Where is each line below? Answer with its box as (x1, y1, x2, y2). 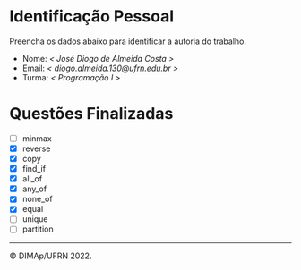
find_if (21, 164, 47, 174)
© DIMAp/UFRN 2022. (9, 250, 92, 261)
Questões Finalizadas (9, 104, 174, 124)
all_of (21, 173, 43, 184)
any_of (21, 183, 47, 194)
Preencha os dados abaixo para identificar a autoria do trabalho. (9, 36, 247, 46)
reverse (21, 143, 51, 154)
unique (21, 214, 48, 224)
